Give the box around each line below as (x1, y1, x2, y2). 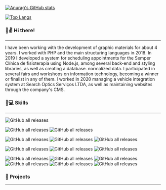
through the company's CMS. (5, 87, 65, 93)
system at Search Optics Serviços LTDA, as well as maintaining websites (5, 82, 153, 88)
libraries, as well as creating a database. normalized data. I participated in (5, 66, 155, 72)
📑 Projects (5, 173, 31, 180)
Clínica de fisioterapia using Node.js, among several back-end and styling (5, 60, 156, 66)
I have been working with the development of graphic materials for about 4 (5, 45, 158, 50)
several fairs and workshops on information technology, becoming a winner (5, 71, 159, 77)
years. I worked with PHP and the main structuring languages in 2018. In (5, 50, 152, 56)
